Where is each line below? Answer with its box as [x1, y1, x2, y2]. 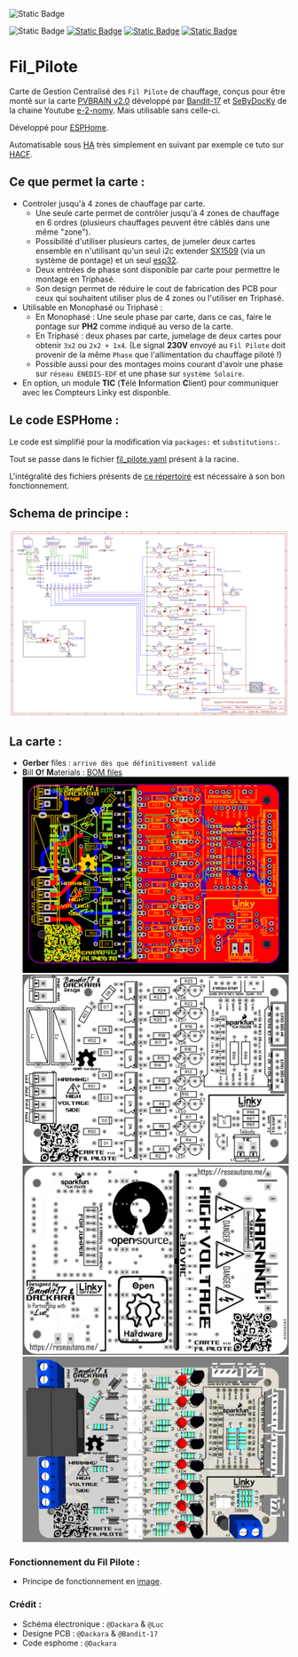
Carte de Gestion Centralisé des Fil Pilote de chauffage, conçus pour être [9, 85, 286, 97]
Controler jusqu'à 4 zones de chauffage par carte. [21, 198, 206, 209]
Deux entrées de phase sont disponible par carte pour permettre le [35, 264, 280, 275]
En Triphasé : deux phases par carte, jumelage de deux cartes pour [35, 330, 282, 341]
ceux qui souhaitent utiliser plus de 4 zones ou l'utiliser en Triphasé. [35, 292, 285, 303]
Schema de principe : [9, 506, 129, 521]
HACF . [9, 148, 33, 159]
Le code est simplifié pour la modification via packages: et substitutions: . [9, 436, 281, 447]
